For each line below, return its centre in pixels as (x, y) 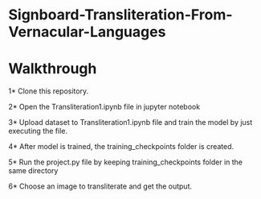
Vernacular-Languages (87, 32)
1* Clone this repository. (49, 91)
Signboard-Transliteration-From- (120, 15)
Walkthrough (53, 69)
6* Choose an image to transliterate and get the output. (100, 186)
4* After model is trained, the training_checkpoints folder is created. (121, 147)
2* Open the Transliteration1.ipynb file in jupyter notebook (104, 107)
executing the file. (38, 131)
